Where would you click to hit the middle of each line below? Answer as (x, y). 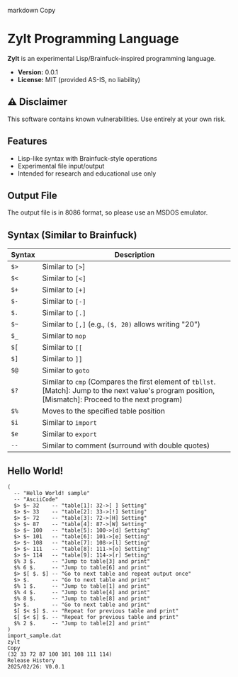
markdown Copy (32, 10)
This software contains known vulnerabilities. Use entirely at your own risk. (117, 119)
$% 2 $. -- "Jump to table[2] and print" (82, 623)
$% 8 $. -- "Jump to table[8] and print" (82, 598)
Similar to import (69, 423)
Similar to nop (64, 336)
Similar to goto (66, 370)
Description (135, 255)
